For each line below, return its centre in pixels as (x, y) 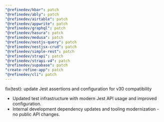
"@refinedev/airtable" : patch (37, 19)
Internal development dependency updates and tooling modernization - (86, 109)
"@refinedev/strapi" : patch (34, 56)
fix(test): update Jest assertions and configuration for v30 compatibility (79, 89)
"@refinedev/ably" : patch (32, 14)
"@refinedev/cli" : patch (31, 75)
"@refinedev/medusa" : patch (34, 38)
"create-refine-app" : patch (34, 70)
